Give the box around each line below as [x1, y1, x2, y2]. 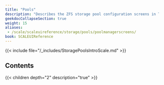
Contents [5, 62, 34, 70]
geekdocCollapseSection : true [5, 16, 67, 21]
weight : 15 [5, 20, 27, 26]
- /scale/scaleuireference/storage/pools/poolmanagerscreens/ [7, 30, 137, 34]
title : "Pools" [5, 7, 36, 12]
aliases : [5, 25, 23, 30]
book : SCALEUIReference [5, 34, 54, 39]
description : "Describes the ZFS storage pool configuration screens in [5, 12, 156, 17]
